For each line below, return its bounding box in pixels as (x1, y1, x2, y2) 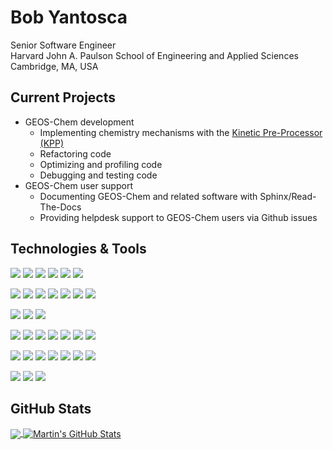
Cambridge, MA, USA (10, 60, 99, 72)
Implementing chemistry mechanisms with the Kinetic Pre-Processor (39, 126, 323, 138)
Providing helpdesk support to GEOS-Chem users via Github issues (39, 211, 318, 223)
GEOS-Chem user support (24, 179, 133, 191)
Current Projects (10, 89, 116, 106)
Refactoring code (39, 147, 112, 160)
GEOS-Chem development (24, 116, 135, 128)
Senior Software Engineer (10, 39, 117, 51)
